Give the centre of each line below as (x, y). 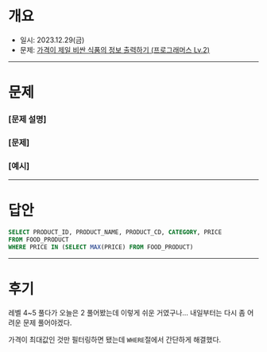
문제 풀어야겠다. (47, 323)
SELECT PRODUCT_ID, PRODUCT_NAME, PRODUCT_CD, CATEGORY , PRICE (115, 233)
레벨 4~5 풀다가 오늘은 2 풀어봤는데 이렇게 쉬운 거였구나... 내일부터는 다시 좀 (127, 312)
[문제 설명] (27, 119)
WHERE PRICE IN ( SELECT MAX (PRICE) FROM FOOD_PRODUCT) (101, 247)
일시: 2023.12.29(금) (52, 40)
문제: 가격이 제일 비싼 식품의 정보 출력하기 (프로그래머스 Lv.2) (115, 49)
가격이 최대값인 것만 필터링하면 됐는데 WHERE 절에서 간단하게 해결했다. (115, 339)
